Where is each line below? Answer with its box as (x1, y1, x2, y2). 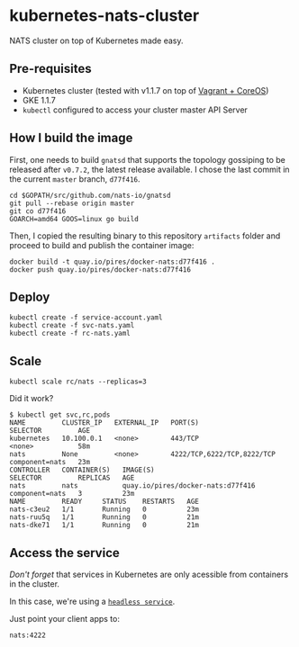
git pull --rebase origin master (9, 199, 135, 208)
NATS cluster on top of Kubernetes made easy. (9, 35, 184, 46)
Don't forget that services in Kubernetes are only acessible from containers (9, 569, 289, 580)
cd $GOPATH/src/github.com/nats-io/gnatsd (9, 191, 171, 200)
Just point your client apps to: (9, 614, 120, 624)
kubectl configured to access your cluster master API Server (22, 104, 248, 115)
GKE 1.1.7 (22, 94, 56, 105)
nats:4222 (9, 631, 47, 640)
